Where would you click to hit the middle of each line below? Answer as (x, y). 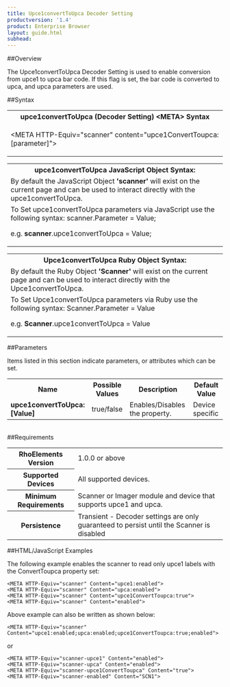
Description (158, 390)
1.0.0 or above (101, 458)
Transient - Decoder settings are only (138, 516)
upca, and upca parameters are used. (60, 87)
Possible (107, 385)
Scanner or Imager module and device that (146, 496)
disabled (92, 533)
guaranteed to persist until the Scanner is (144, 525)
